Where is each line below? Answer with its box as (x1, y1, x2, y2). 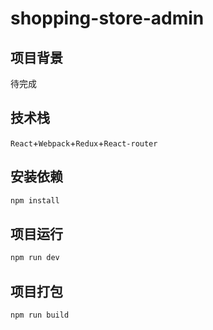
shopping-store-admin (10, 7, 205, 30)
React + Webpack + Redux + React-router (10, 137, 158, 149)
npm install (10, 195, 60, 206)
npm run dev (10, 253, 60, 263)
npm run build (10, 310, 70, 320)
